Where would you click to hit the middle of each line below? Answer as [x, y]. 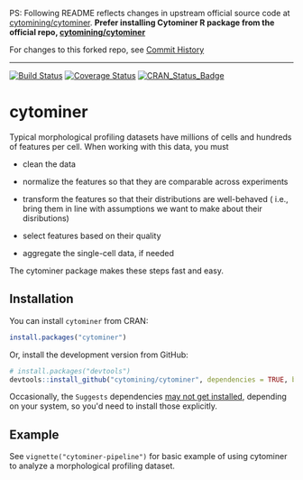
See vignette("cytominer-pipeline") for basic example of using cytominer [148, 457]
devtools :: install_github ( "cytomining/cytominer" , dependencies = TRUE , [149, 379]
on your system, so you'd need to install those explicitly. [114, 406]
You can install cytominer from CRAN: [79, 320]
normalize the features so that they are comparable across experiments [155, 181]
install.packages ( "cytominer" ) [68, 337]
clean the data [49, 164]
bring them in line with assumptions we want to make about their [142, 208]
